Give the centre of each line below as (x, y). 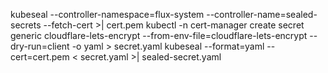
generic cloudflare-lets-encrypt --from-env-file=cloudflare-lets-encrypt (159, 35)
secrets (26, 25)
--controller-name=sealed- (262, 14)
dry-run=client (40, 46)
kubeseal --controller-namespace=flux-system (107, 14)
